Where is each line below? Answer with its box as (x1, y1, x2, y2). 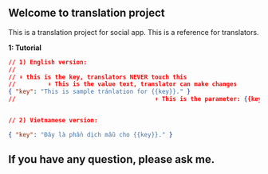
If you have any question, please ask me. (8, 153, 215, 166)
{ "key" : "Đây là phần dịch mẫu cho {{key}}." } (8, 130, 173, 138)
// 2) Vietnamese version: (8, 117, 98, 125)
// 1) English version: (8, 58, 88, 66)
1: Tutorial (8, 43, 42, 52)
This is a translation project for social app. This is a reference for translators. (8, 27, 259, 37)
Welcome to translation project (8, 6, 165, 20)
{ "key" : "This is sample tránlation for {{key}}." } (8, 87, 191, 96)
